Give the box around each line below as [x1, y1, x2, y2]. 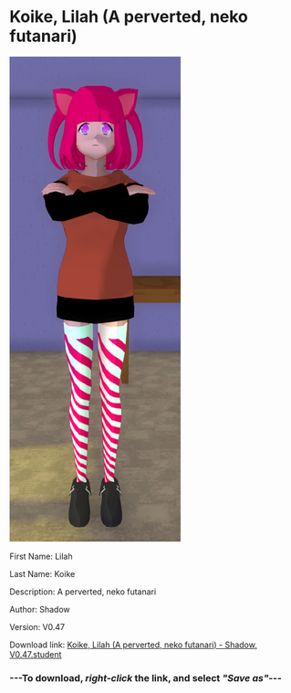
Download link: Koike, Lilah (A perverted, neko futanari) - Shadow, [9, 639, 257, 650]
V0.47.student [9, 648, 62, 659]
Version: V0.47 [9, 621, 66, 632]
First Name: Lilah [9, 551, 73, 562]
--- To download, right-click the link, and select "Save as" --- [9, 671, 283, 684]
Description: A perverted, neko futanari [9, 586, 157, 597]
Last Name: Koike [9, 568, 76, 579]
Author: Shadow [9, 604, 70, 614]
